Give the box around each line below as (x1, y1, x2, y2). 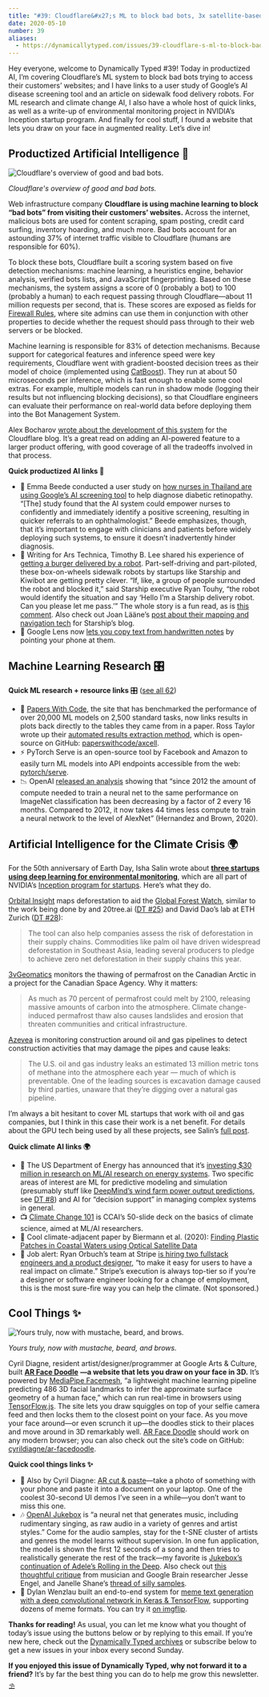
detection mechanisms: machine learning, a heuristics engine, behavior (8, 266, 244, 275)
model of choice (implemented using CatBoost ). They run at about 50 (8, 366, 238, 376)
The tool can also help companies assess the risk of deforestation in (27, 928, 254, 938)
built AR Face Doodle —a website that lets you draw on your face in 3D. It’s (8, 1367, 260, 1377)
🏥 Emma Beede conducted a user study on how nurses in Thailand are (19, 481, 252, 491)
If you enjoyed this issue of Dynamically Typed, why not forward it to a (8, 1661, 247, 1670)
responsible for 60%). (8, 242, 81, 251)
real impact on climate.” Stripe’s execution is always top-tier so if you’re (19, 1266, 256, 1275)
